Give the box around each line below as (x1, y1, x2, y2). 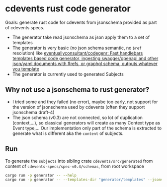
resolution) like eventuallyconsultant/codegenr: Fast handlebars (12, 50, 143, 56)
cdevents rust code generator (5, 3, 131, 14)
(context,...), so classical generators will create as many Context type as (12, 120, 161, 125)
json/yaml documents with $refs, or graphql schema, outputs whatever (12, 61, 158, 66)
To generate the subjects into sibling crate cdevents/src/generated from (5, 158, 153, 164)
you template (12, 65, 40, 72)
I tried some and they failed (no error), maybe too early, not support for (12, 99, 158, 105)
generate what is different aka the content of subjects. (12, 130, 124, 136)
